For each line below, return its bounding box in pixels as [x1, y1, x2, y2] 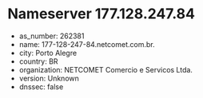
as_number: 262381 [18, 31, 85, 41]
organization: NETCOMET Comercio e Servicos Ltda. [18, 65, 193, 74]
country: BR [18, 57, 58, 66]
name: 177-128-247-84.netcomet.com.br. [18, 39, 155, 49]
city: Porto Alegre [18, 48, 78, 57]
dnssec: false [18, 81, 64, 92]
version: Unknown [18, 73, 79, 83]
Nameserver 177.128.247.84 [7, 5, 195, 23]
